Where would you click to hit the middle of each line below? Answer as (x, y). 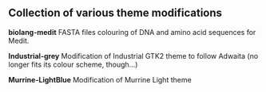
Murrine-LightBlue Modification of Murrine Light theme (100, 79)
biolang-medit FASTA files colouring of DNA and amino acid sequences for (132, 32)
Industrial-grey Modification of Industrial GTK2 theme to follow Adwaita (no (133, 56)
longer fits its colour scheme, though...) (73, 64)
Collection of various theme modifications (115, 13)
